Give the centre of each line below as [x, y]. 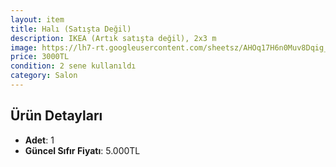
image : [24, 47]
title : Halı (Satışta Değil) [71, 29]
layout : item [37, 19]
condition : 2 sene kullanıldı [73, 66]
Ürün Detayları [56, 116]
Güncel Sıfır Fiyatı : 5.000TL [82, 150]
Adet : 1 [39, 140]
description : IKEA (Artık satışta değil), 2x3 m [113, 38]
